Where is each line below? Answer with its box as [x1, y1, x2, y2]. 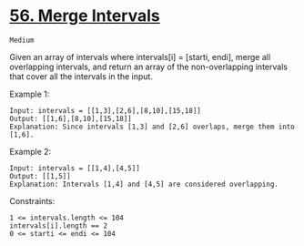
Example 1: [9, 88, 50, 99]
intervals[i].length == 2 [9, 220, 107, 231]
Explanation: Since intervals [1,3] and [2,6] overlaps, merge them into [9, 122, 296, 131]
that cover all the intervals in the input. [9, 70, 153, 82]
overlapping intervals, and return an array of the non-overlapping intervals [9, 61, 289, 72]
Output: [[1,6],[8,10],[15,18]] [9, 114, 132, 123]
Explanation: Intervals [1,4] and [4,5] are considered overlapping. [9, 179, 279, 189]
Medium [9, 36, 35, 45]
